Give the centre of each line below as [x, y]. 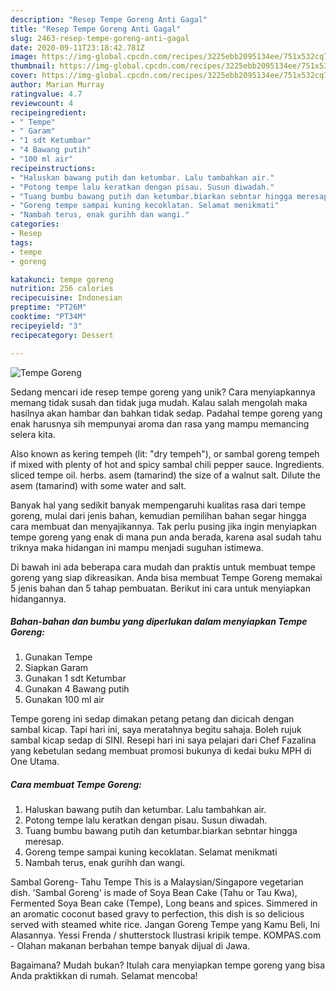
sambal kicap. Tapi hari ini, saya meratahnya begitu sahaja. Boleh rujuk [156, 730]
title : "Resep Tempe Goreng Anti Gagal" [96, 29]
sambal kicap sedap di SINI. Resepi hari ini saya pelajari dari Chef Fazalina [163, 740]
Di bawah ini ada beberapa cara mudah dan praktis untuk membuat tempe [163, 567]
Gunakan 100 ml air [64, 700]
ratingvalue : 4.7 [46, 94]
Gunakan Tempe [58, 657]
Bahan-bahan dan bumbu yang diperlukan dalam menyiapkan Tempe [159, 622]
